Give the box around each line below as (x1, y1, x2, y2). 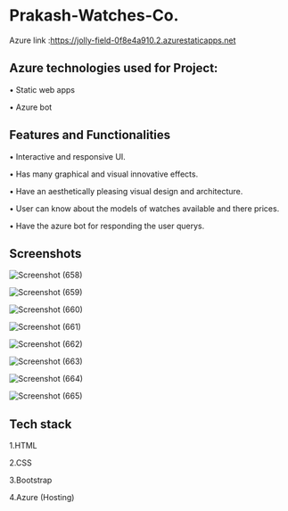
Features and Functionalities (9, 128, 171, 143)
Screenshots (9, 246, 82, 261)
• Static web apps (9, 84, 76, 95)
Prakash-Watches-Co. (9, 5, 179, 26)
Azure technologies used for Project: (9, 61, 218, 76)
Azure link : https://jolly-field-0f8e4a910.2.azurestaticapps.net (9, 35, 236, 45)
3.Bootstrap (9, 474, 53, 486)
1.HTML (9, 441, 37, 451)
